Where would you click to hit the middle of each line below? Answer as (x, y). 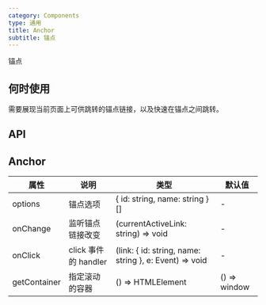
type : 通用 (25, 23)
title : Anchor (32, 30)
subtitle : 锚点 (32, 38)
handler (93, 262)
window (235, 288)
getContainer (37, 282)
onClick (27, 256)
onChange (32, 229)
